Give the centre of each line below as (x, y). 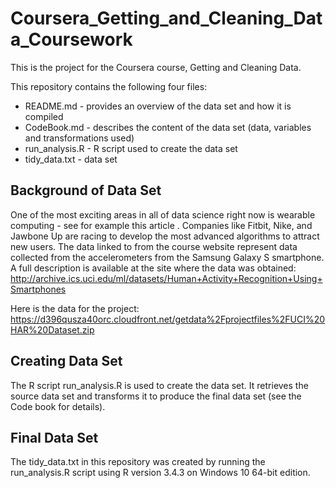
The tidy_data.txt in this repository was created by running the (138, 462)
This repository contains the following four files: (109, 86)
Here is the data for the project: (75, 308)
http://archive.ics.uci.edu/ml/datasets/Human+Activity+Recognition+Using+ (166, 278)
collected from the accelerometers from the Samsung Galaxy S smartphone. (167, 257)
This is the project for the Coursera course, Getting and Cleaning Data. (156, 67)
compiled (44, 116)
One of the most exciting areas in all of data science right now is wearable (163, 214)
